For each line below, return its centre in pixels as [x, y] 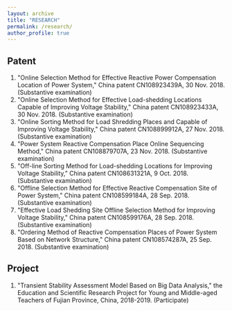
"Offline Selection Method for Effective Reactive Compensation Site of [117, 188]
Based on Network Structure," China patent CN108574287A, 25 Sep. [115, 240]
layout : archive [30, 14]
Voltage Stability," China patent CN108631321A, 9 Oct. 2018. [103, 173]
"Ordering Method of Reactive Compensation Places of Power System [117, 232]
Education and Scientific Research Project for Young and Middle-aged [117, 292]
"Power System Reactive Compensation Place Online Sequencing [110, 144]
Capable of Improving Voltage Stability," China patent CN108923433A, [118, 107]
